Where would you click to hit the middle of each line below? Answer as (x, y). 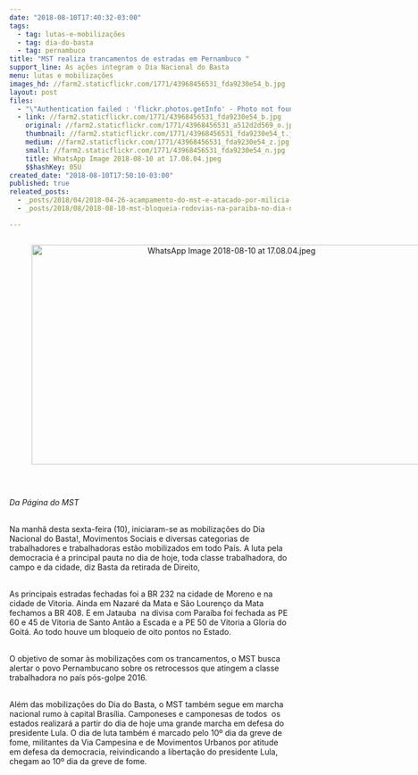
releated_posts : (39, 192)
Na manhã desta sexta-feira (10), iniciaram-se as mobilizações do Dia (137, 529)
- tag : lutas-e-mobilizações (71, 34)
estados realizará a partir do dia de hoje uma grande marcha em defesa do (146, 723)
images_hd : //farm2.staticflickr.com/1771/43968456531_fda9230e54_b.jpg (147, 84)
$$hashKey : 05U (54, 167)
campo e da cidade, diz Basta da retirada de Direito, (105, 567)
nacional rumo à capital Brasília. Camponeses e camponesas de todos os (145, 713)
